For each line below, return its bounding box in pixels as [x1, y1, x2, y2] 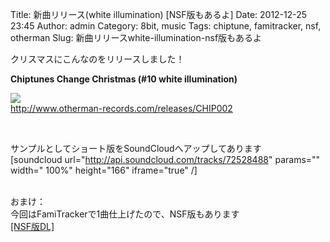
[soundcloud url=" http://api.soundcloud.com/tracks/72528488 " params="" [10, 154, 321, 165]
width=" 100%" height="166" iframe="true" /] [10, 164, 198, 176]
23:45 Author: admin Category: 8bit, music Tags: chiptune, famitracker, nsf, [10, 20, 322, 32]
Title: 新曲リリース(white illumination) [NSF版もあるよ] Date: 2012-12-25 [10, 9, 308, 20]
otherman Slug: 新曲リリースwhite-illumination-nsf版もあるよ [10, 32, 263, 43]
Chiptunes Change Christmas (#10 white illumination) [10, 73, 238, 85]
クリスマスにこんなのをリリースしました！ [10, 53, 185, 65]
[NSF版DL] [10, 221, 55, 232]
